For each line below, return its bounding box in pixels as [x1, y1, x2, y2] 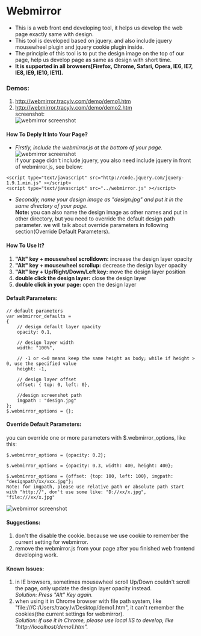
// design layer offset [17, 376, 77, 382]
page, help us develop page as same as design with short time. [14, 56, 172, 63]
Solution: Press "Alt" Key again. [14, 591, 93, 599]
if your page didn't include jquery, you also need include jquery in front [14, 157, 191, 164]
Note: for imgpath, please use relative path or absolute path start [6, 484, 185, 490]
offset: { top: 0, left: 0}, [17, 381, 90, 388]
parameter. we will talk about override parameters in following [14, 222, 169, 229]
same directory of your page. [14, 202, 88, 210]
